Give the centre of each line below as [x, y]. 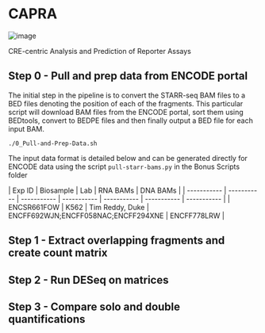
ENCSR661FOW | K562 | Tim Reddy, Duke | [79, 207]
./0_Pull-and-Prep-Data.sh [53, 144]
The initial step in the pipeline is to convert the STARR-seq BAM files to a [127, 95]
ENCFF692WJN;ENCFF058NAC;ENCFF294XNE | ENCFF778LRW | [116, 216]
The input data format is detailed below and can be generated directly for [128, 158]
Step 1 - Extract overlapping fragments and [117, 241]
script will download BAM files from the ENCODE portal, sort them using [126, 112]
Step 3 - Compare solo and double [94, 306]
